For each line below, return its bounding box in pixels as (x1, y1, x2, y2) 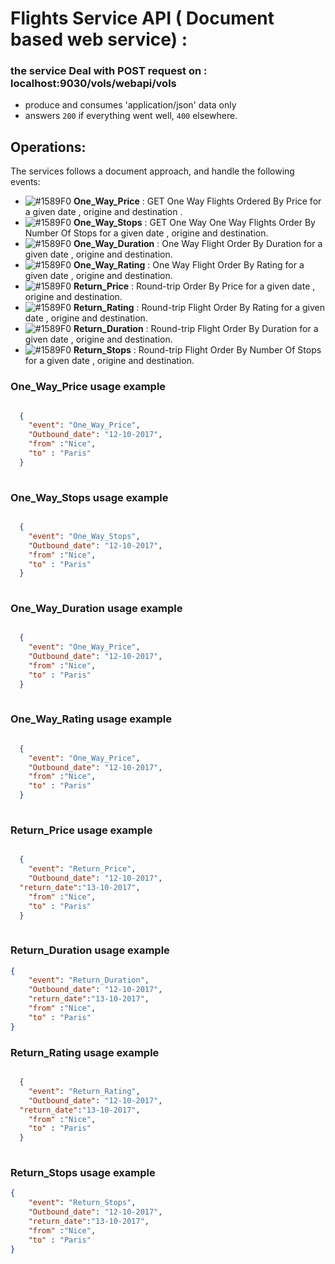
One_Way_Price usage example (10, 380, 167, 394)
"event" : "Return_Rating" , (28, 1086, 141, 1096)
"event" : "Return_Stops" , (28, 1198, 137, 1208)
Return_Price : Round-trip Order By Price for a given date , (73, 280, 316, 292)
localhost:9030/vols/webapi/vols (10, 77, 177, 91)
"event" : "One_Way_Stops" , (28, 531, 141, 541)
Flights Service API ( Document (10, 7, 275, 30)
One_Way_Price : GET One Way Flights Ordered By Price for (73, 195, 322, 207)
